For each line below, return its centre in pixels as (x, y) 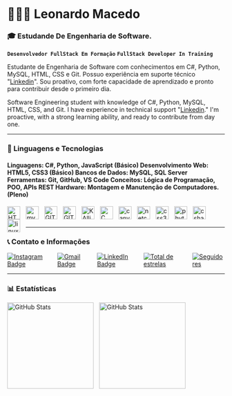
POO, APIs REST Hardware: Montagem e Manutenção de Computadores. (113, 187)
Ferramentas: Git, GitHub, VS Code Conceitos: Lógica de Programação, (111, 180)
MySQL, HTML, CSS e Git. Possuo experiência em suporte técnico (101, 75)
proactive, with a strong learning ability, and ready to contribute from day (111, 117)
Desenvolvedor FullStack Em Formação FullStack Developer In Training (110, 55)
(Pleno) (18, 195)
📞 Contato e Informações (49, 241)
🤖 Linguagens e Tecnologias (55, 149)
